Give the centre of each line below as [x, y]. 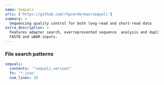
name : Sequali [20, 10]
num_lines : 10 [24, 78]
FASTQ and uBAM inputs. [33, 37]
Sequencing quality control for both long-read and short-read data [81, 23]
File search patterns [29, 54]
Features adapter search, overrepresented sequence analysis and [78, 32]
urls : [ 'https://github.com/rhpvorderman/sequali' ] [59, 14]
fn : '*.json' [23, 73]
